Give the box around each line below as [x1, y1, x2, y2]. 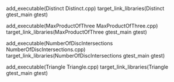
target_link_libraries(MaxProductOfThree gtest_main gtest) [6, 28, 147, 35]
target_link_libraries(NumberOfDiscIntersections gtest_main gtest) [6, 52, 165, 59]
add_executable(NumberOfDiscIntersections [6, 40, 113, 47]
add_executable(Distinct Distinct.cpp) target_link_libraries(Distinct [6, 5, 165, 12]
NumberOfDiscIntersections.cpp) [6, 46, 86, 53]
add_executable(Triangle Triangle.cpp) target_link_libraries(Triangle [6, 63, 168, 70]
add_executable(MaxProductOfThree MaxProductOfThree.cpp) [6, 23, 158, 29]
